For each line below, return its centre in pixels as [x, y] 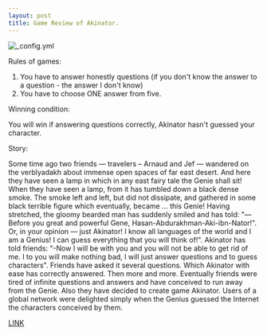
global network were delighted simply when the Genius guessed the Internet [133, 298]
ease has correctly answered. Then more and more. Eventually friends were [133, 273]
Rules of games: [35, 61]
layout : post [30, 16]
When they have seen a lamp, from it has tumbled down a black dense [124, 189]
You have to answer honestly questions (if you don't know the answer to [138, 76]
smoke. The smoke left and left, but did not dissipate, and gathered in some [132, 197]
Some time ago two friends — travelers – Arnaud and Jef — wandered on [129, 163]
